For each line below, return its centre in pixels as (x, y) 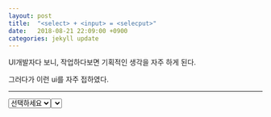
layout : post (30, 16)
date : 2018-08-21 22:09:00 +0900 (68, 31)
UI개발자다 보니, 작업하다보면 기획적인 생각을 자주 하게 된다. (102, 62)
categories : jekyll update (54, 38)
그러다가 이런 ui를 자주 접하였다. (58, 79)
